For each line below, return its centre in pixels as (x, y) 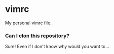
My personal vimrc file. (28, 23)
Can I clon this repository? (37, 36)
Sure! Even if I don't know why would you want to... (57, 47)
